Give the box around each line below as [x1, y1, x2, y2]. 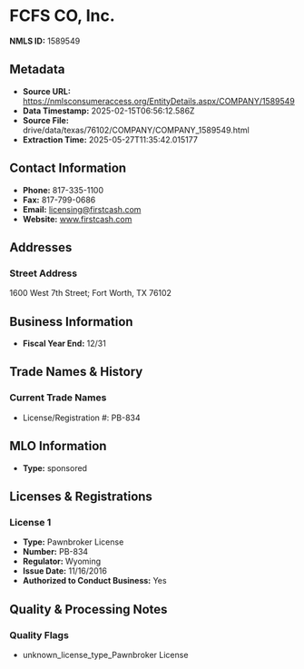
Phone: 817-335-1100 [22, 184, 104, 195]
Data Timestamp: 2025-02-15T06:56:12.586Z [22, 105, 195, 116]
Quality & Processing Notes [9, 601, 168, 617]
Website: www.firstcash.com [22, 213, 132, 224]
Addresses [9, 240, 73, 255]
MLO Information [9, 438, 107, 454]
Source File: [22, 114, 70, 125]
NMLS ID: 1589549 [9, 35, 81, 46]
